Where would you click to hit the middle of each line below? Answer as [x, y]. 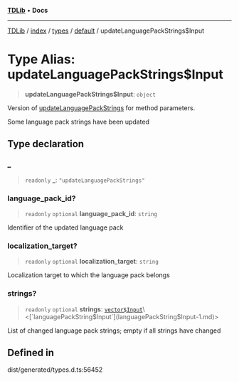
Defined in [31, 352]
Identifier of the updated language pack [65, 227]
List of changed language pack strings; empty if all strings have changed [114, 331]
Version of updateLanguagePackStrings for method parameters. [101, 108]
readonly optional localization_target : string [91, 262]
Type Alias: [42, 59]
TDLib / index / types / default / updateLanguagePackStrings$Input [106, 31]
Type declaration [46, 144]
